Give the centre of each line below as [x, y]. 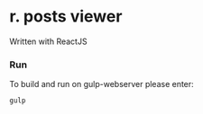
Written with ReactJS [48, 41]
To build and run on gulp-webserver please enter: [101, 84]
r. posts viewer [66, 17]
